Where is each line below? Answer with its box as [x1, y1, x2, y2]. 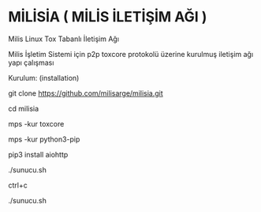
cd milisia [8, 104, 39, 113]
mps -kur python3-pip [8, 134, 80, 144]
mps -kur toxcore [8, 119, 65, 128]
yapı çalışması [8, 58, 54, 67]
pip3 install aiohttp [8, 150, 69, 159]
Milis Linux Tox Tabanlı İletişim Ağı [8, 34, 120, 44]
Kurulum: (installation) [8, 73, 80, 82]
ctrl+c [8, 180, 28, 190]
